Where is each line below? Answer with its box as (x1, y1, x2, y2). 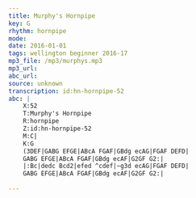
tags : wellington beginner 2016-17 (8, 49, 128, 57)
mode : (8, 34, 27, 43)
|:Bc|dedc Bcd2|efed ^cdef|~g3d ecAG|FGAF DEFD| (23, 162, 190, 171)
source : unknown (8, 79, 63, 87)
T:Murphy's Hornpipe (23, 110, 92, 118)
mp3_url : (8, 65, 38, 73)
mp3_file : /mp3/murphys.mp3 (8, 57, 103, 65)
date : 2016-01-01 (8, 42, 67, 50)
